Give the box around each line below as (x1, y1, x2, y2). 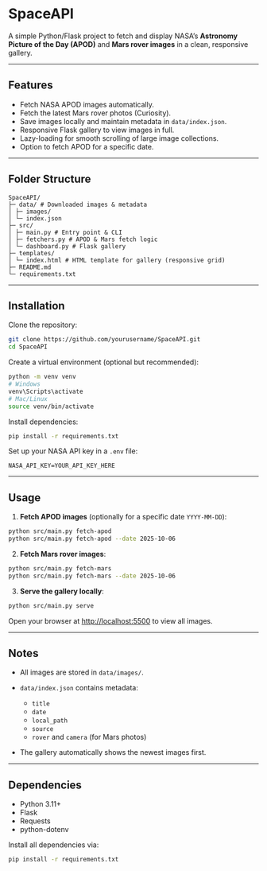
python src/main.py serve (8, 601, 94, 609)
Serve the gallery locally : (19, 586, 105, 596)
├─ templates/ (8, 249, 56, 257)
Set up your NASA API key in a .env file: (8, 446, 138, 456)
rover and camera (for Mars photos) (31, 733, 147, 742)
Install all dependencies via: (8, 840, 99, 850)
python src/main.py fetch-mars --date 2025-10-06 (8, 572, 176, 580)
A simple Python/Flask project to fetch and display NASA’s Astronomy (8, 31, 238, 41)
